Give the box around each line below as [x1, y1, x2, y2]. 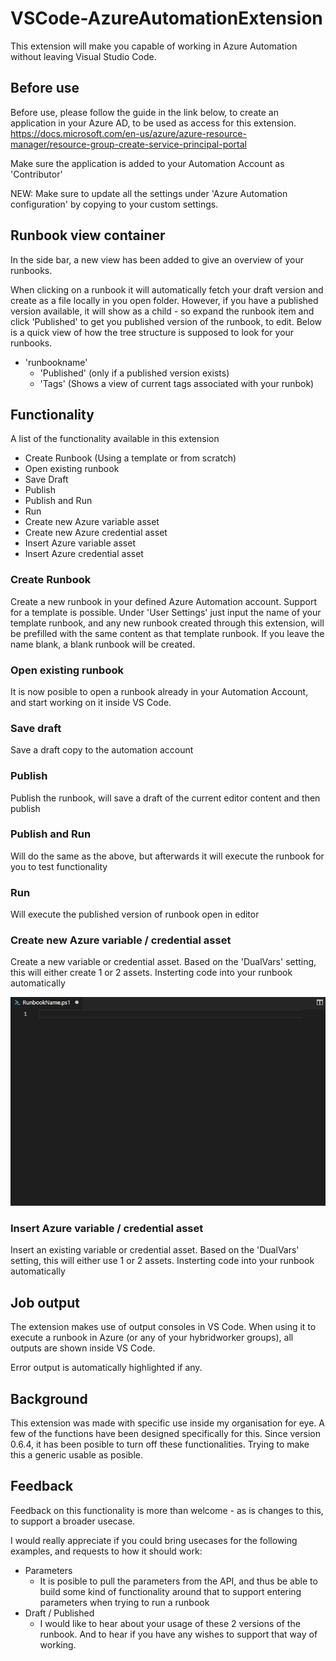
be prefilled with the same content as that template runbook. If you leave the [10, 627, 325, 639]
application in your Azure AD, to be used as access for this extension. [10, 117, 297, 129]
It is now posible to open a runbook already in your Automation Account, [10, 685, 309, 697]
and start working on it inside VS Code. [10, 696, 172, 708]
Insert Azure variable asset [24, 537, 136, 549]
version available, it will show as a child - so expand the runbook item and [10, 305, 315, 317]
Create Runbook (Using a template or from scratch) [24, 452, 237, 464]
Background [10, 1390, 88, 1407]
